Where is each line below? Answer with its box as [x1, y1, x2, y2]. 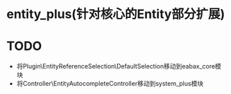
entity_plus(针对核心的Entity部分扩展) [6, 6, 225, 22]
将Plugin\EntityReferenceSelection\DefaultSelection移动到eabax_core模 [16, 62, 221, 70]
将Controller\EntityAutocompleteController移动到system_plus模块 [16, 79, 204, 88]
